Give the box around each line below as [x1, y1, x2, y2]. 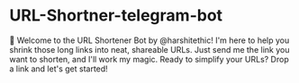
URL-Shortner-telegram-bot [9, 5, 223, 26]
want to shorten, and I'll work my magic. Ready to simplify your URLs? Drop [9, 54, 290, 64]
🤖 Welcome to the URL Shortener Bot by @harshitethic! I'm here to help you [9, 35, 290, 46]
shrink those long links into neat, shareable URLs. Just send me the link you [9, 44, 290, 54]
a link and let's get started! [9, 63, 108, 74]
